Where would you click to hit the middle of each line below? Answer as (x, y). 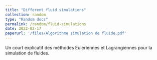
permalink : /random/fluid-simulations (46, 24)
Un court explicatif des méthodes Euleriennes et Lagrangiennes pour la (79, 48)
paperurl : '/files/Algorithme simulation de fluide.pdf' (66, 33)
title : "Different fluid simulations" (46, 10)
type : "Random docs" (27, 19)
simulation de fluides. (27, 53)
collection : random (26, 15)
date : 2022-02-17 (23, 29)
